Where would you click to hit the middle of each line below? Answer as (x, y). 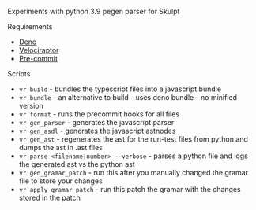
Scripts (19, 74)
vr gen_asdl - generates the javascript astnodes (97, 131)
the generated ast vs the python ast (77, 164)
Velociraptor (39, 50)
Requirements (30, 26)
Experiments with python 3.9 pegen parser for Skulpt (94, 11)
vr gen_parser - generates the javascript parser (96, 122)
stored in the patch (49, 197)
